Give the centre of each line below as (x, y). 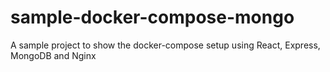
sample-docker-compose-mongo (152, 17)
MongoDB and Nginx (53, 55)
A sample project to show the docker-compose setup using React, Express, (165, 45)
